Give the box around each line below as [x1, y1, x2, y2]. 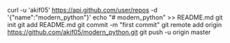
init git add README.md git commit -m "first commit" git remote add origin [7, 21, 222, 28]
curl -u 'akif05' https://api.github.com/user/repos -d [7, 6, 158, 14]
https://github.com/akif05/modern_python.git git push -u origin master [7, 28, 212, 36]
